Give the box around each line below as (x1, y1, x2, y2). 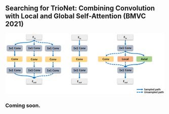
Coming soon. (5, 102, 40, 109)
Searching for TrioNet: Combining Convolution (5, 4, 155, 13)
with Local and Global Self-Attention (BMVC (5, 12, 146, 21)
